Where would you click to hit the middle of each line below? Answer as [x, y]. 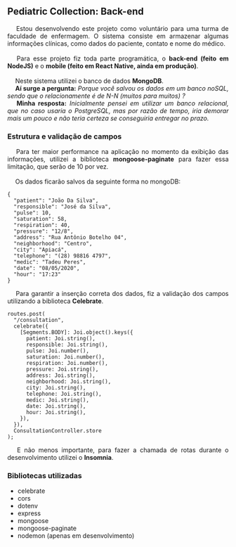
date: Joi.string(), [56, 406]
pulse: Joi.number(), [58, 351]
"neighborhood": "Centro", [53, 244]
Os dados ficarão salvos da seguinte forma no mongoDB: [98, 181]
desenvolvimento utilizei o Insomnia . [60, 458]
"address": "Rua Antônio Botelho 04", [71, 238]
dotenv [28, 506]
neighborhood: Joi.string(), [68, 382]
